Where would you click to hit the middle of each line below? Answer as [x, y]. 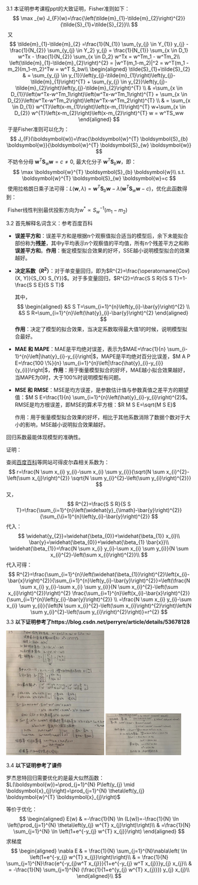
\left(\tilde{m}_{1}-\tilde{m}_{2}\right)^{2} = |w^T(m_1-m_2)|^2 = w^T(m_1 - [99, 63]
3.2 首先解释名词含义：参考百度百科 [49, 224]
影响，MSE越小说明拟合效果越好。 [67, 425]
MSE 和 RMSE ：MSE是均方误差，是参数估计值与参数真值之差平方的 [96, 390]
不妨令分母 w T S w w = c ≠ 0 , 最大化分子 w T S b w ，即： [72, 162]
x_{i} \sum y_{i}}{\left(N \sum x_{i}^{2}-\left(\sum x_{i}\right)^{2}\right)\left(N [99, 606]
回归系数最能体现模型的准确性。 [45, 437]
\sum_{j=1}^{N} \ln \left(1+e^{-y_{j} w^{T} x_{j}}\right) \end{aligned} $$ [99, 831]
